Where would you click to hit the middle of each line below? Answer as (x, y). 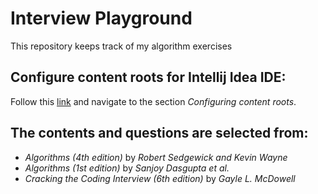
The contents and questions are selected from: (159, 133)
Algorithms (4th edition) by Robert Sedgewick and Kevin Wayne (156, 157)
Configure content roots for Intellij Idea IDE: (148, 77)
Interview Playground (101, 18)
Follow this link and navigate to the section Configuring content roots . (153, 101)
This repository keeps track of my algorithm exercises (121, 46)
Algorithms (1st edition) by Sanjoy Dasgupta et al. (127, 168)
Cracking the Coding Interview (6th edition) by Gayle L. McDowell (160, 178)
